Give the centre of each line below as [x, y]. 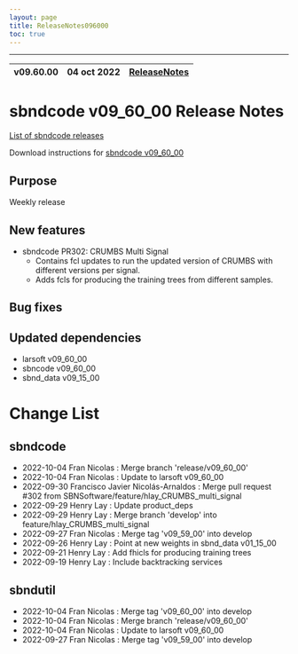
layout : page [33, 17]
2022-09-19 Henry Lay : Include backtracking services [122, 562]
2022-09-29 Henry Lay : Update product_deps [107, 506]
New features [47, 230]
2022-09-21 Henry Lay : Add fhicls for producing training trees [137, 553]
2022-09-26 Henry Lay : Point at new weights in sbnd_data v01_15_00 [149, 543]
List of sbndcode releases [57, 136]
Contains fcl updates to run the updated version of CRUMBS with [154, 260]
